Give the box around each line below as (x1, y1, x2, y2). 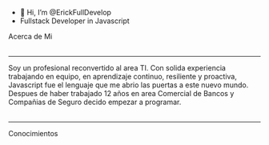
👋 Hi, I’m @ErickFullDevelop (19, 8, 112, 17)
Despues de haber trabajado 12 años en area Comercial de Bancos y (8, 89, 235, 98)
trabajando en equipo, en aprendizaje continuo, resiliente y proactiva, (8, 72, 238, 81)
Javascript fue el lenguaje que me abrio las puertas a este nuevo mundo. (8, 80, 249, 90)
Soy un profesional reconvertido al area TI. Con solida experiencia (8, 63, 227, 72)
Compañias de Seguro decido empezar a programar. (8, 97, 182, 107)
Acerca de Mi (8, 32, 53, 41)
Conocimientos (8, 129, 58, 138)
